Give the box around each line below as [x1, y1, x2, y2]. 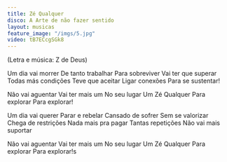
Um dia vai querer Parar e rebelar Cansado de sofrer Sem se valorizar [7, 112, 209, 120]
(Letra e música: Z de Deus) [7, 55, 88, 64]
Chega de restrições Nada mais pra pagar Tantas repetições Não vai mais [7, 119, 221, 127]
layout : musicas [7, 23, 55, 30]
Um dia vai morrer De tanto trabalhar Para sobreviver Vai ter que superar [7, 69, 217, 78]
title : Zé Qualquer [7, 10, 64, 18]
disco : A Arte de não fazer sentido [7, 17, 114, 24]
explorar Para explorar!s [7, 147, 77, 156]
